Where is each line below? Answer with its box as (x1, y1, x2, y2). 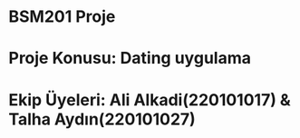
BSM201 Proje (8, 6, 116, 27)
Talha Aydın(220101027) (8, 109, 196, 129)
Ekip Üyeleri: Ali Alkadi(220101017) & (8, 89, 291, 110)
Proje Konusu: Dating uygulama (8, 48, 251, 69)
